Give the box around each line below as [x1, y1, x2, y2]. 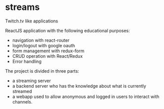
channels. [12, 99, 33, 105]
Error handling [12, 58, 42, 64]
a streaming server [12, 78, 51, 84]
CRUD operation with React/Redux [12, 53, 83, 59]
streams [5, 1, 40, 13]
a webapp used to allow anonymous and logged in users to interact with [12, 94, 160, 100]
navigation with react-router [12, 37, 70, 43]
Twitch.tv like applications [5, 18, 58, 24]
